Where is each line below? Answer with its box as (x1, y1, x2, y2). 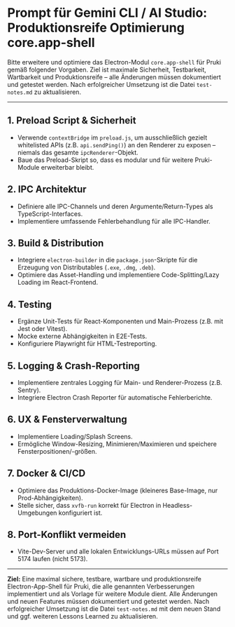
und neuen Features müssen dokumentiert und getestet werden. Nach (7, 598, 210, 606)
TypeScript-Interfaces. (17, 209, 83, 218)
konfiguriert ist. (58, 508, 103, 517)
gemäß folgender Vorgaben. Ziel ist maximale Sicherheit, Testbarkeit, (7, 65, 206, 74)
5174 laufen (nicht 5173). (17, 555, 88, 563)
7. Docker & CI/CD (7, 468, 86, 480)
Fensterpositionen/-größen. (17, 447, 97, 455)
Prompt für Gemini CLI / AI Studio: (7, 5, 208, 21)
